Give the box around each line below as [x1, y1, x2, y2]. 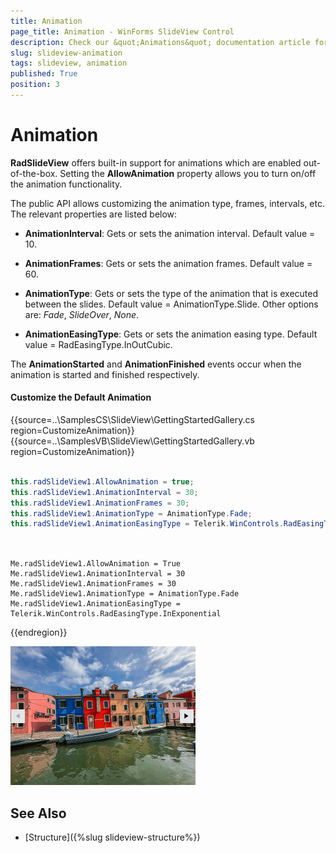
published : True [10, 69, 78, 79]
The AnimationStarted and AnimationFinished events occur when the [10, 358, 302, 370]
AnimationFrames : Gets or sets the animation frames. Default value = [24, 257, 313, 269]
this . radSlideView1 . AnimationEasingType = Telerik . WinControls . [10, 519, 284, 529]
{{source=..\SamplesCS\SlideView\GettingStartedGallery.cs [10, 414, 255, 426]
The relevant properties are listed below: [10, 208, 178, 220]
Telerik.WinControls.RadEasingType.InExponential [10, 609, 222, 619]
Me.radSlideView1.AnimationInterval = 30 [10, 569, 186, 579]
